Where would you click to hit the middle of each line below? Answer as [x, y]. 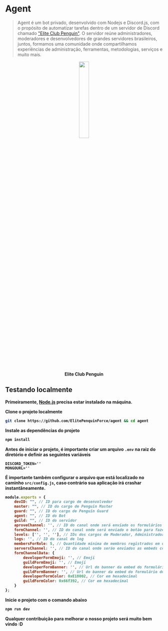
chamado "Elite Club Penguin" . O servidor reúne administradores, [85, 33]
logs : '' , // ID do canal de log [49, 539]
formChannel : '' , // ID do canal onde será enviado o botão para [84, 530]
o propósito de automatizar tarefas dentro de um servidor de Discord [88, 28]
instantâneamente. [25, 488]
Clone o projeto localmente [34, 411]
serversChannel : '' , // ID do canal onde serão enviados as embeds [86, 549]
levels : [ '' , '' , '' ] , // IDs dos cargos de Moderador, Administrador [89, 534]
